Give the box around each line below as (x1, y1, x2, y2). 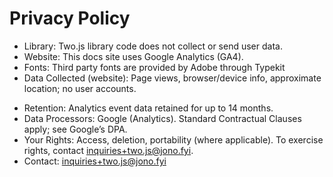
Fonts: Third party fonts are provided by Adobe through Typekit (23, 61, 286, 73)
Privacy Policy (9, 7, 131, 30)
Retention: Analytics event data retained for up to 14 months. (23, 102, 274, 114)
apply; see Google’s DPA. (23, 123, 128, 135)
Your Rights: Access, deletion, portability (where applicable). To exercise (23, 133, 324, 146)
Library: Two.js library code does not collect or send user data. (23, 40, 283, 52)
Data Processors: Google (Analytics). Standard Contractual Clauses (23, 112, 302, 124)
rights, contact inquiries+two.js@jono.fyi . (23, 144, 194, 156)
